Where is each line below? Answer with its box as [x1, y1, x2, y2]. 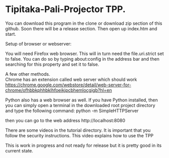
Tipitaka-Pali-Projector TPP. [5, 4, 126, 15]
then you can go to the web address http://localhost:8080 [5, 117, 126, 123]
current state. [5, 147, 34, 153]
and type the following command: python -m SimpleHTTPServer [5, 108, 139, 114]
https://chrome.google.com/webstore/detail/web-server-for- [5, 82, 132, 88]
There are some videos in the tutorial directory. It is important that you [5, 127, 151, 133]
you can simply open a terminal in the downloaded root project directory [5, 102, 155, 108]
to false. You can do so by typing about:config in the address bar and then [5, 56, 160, 62]
